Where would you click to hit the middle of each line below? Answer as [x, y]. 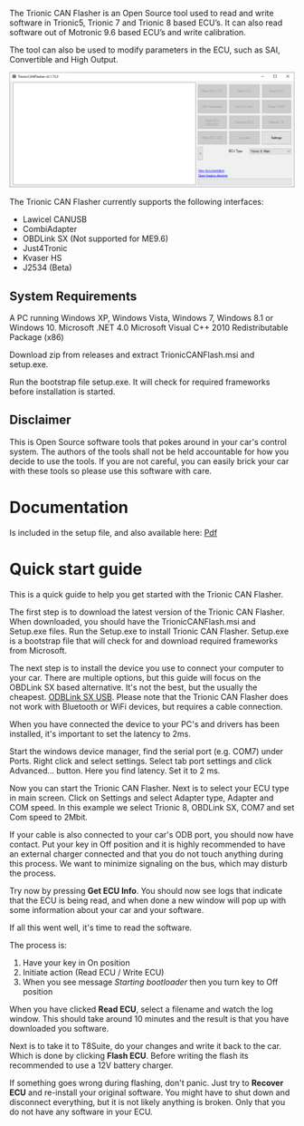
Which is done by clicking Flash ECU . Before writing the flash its [129, 1055]
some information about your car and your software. [107, 909]
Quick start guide [76, 569]
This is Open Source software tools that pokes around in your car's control [148, 442]
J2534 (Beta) [47, 267]
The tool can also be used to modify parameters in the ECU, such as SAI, [145, 50]
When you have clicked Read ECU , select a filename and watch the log [141, 1009]
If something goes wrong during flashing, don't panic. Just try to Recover [147, 1082]
